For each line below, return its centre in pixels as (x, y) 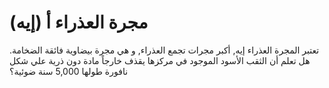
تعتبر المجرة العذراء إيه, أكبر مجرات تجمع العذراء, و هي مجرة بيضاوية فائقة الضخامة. (164, 50)
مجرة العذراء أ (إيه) (79, 22)
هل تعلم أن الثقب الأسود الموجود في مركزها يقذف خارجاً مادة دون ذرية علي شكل (160, 60)
